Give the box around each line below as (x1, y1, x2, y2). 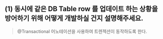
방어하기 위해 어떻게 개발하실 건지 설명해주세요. (5, 14, 144, 22)
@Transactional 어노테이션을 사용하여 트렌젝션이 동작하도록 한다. (17, 28, 147, 34)
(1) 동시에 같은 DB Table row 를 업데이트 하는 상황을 (5, 4, 158, 13)
